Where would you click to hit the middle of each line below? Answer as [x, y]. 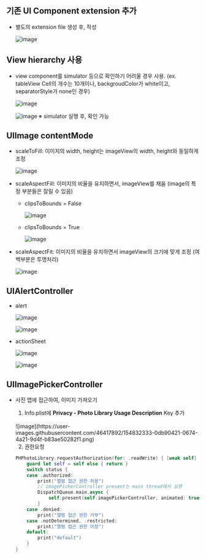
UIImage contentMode [50, 136]
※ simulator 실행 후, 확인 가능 [74, 116]
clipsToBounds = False [53, 203]
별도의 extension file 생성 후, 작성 [56, 27]
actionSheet [30, 341]
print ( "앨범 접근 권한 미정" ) [71, 526]
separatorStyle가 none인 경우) [53, 91]
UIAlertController [40, 291]
